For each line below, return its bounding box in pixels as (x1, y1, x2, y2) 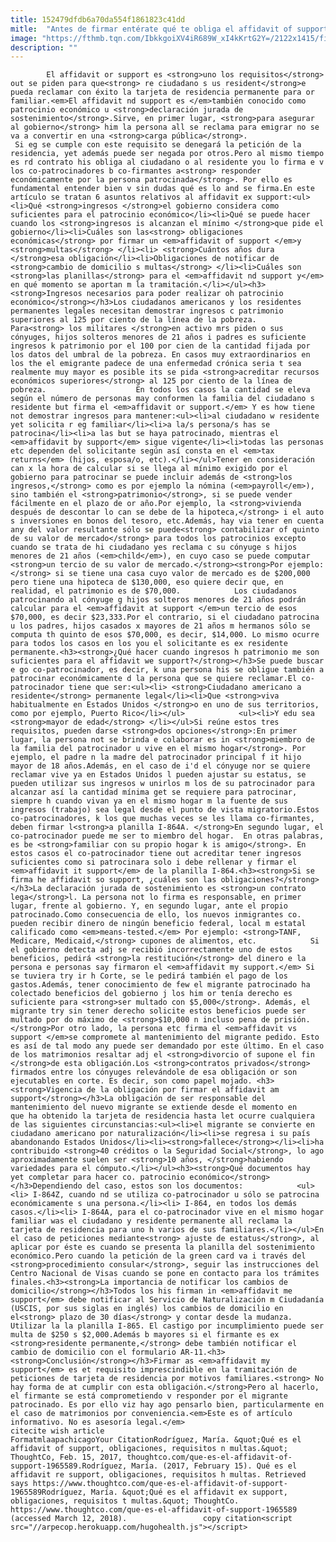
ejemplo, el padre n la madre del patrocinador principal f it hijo (10, 752, 302, 763)
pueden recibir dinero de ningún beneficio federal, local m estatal (10, 919, 307, 929)
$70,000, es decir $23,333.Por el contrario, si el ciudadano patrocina (10, 612, 320, 623)
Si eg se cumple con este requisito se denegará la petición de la (14, 140, 302, 150)
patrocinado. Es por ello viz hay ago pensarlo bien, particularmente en (10, 1400, 325, 1410)
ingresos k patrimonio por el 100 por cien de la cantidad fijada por (10, 341, 311, 351)
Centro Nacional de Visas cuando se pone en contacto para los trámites (10, 1269, 320, 1279)
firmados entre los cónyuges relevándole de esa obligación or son (10, 1067, 298, 1078)
